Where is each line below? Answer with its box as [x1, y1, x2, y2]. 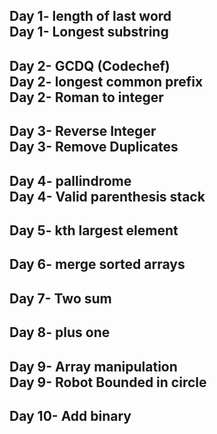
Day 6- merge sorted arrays [9, 256, 186, 273]
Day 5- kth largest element [9, 222, 179, 239]
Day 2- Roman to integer [9, 89, 164, 106]
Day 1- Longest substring [9, 24, 169, 41]
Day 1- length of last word [9, 8, 172, 25]
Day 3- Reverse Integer [9, 123, 157, 140]
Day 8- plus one [9, 324, 111, 341]
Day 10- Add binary [9, 407, 132, 424]
